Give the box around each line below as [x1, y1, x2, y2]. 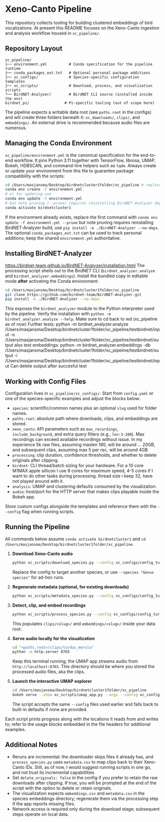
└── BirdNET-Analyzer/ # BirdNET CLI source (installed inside [5, 92, 153, 97]
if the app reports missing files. [12, 800, 75, 807]
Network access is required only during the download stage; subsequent [12, 806, 160, 812]
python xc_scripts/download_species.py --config [12, 560, 114, 565]
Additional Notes [5, 741, 58, 749]
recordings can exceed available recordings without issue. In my [12, 437, 142, 442]
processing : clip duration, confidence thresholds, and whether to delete [12, 452, 157, 458]
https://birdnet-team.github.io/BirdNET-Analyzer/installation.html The [5, 262, 145, 268]
